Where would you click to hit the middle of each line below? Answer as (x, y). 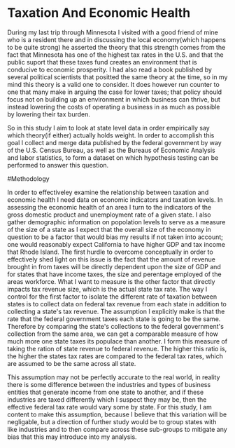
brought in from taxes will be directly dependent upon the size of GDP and (114, 266)
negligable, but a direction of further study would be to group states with (112, 421)
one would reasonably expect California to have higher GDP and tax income (116, 244)
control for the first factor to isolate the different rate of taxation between (112, 297)
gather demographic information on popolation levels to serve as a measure (116, 222)
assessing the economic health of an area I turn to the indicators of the (109, 207)
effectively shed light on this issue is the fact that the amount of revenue (111, 259)
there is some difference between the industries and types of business (109, 384)
